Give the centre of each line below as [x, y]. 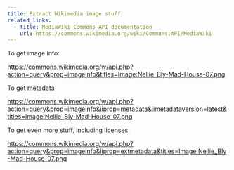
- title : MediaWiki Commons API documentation [83, 27]
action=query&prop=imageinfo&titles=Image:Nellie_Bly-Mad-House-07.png [116, 74]
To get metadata [31, 88]
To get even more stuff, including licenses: [69, 130]
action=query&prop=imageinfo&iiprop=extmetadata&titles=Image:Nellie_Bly [117, 151]
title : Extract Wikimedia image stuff [64, 14]
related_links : [30, 20]
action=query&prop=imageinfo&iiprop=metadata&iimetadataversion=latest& [117, 109]
